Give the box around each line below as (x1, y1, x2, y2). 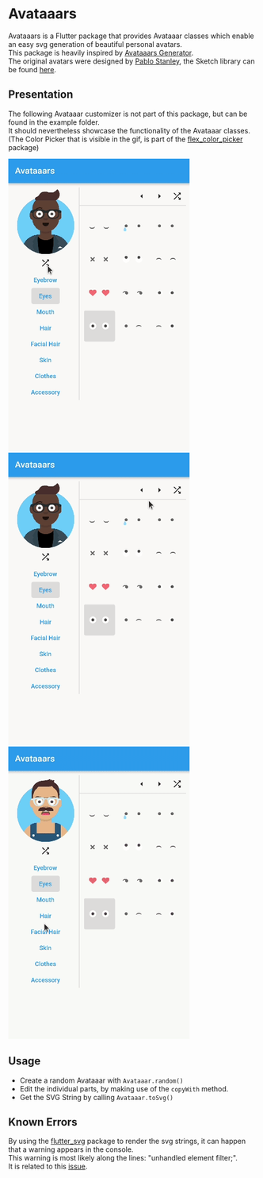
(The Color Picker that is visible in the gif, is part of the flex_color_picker (8, 134, 243, 144)
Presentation (8, 88, 74, 102)
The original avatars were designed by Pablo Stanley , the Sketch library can (8, 56, 255, 66)
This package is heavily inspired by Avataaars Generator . (8, 48, 194, 57)
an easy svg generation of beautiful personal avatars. (8, 39, 182, 48)
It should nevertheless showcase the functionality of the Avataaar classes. (8, 126, 251, 135)
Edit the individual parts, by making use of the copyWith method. (19, 1083, 229, 1093)
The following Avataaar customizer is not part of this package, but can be (8, 109, 248, 118)
